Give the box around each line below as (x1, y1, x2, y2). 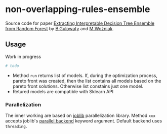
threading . (5, 123, 27, 129)
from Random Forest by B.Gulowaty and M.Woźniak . (5, 25, 114, 31)
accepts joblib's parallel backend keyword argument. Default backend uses (5, 117, 162, 124)
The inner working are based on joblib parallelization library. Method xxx (5, 112, 156, 118)
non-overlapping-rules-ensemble (5, 4, 150, 15)
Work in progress (5, 53, 41, 59)
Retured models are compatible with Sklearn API (12, 88, 114, 94)
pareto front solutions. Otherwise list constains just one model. (12, 83, 144, 89)
